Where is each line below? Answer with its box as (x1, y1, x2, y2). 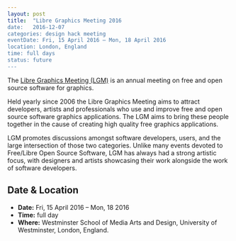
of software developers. (7, 164, 77, 172)
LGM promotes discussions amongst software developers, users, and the (7, 133, 221, 142)
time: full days (7, 50, 55, 57)
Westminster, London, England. (17, 225, 109, 234)
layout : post (7, 10, 46, 18)
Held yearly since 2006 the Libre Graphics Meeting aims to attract (7, 97, 201, 106)
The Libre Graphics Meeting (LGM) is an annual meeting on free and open (7, 76, 223, 84)
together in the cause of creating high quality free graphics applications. (7, 120, 218, 128)
